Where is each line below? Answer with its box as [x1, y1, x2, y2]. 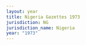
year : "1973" [6, 30, 38, 36]
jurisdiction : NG [6, 19, 49, 25]
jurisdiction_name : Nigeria [6, 25, 75, 31]
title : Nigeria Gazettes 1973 [6, 14, 81, 20]
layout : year [6, 8, 38, 15]
